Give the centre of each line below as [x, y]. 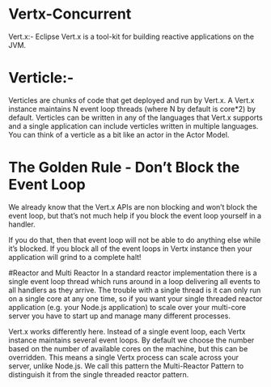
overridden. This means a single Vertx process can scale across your [123, 357]
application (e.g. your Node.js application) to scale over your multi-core [127, 307]
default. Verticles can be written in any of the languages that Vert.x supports [135, 117]
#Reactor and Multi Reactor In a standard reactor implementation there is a [133, 273]
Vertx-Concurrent [70, 14]
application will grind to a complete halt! [75, 257]
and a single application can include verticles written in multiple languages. [133, 125]
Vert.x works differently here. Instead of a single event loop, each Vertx [127, 331]
